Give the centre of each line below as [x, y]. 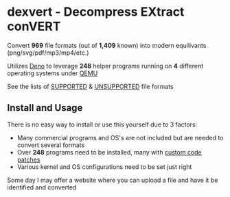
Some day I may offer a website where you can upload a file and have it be [113, 180]
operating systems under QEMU [53, 73]
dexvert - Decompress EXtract [96, 12]
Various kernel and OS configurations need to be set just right [104, 167]
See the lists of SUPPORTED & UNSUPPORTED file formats [90, 86]
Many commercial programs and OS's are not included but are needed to [120, 137]
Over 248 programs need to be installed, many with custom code [109, 152]
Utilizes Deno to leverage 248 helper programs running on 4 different [105, 66]
